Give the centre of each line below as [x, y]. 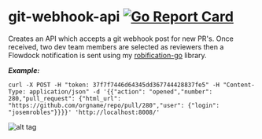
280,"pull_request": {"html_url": [65, 98]
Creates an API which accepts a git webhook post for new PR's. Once [121, 38]
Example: [24, 70]
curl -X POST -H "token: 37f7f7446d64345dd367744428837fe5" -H [114, 85]
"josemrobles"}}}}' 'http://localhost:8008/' [84, 112]
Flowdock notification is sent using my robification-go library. [107, 55]
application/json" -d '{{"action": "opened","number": [121, 91]
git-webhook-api [64, 17]
